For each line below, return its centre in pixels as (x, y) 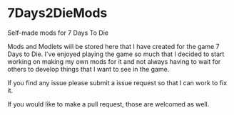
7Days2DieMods (57, 13)
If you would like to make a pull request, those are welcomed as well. (108, 104)
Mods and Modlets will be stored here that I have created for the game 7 (113, 46)
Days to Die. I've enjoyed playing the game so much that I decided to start (116, 54)
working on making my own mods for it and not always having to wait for (114, 61)
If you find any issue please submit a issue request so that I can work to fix (117, 82)
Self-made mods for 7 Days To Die (58, 33)
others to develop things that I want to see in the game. (88, 69)
